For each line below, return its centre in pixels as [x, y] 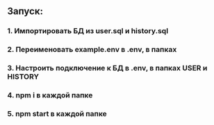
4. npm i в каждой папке [50, 95]
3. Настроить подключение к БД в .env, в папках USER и [107, 68]
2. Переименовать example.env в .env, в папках [92, 50]
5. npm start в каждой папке [57, 114]
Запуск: [25, 11]
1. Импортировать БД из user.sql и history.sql [88, 31]
